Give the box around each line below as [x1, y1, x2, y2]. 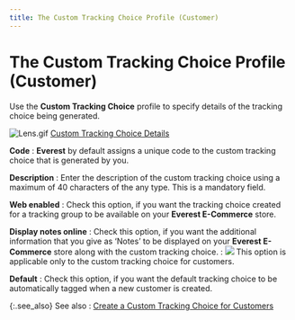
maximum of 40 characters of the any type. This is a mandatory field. [9, 182, 266, 192]
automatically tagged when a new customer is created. [9, 282, 213, 293]
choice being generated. [9, 110, 101, 121]
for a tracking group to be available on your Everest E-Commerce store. [9, 209, 277, 219]
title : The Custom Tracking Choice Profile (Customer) [9, 13, 219, 22]
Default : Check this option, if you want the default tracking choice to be [9, 273, 278, 284]
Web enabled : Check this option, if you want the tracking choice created [9, 199, 282, 209]
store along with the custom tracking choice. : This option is [53, 246, 286, 257]
